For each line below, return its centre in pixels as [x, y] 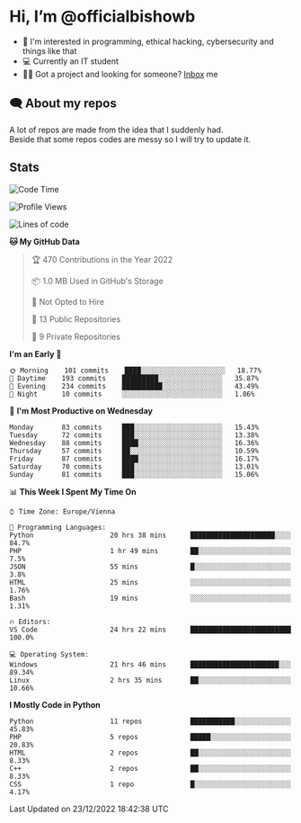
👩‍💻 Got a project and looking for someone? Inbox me [120, 74]
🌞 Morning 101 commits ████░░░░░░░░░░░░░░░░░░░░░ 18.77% [136, 371]
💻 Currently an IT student [71, 61]
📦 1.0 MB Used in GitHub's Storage [97, 281]
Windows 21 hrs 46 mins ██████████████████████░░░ [150, 664]
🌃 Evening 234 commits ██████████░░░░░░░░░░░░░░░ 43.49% [134, 386]
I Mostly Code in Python [55, 704]
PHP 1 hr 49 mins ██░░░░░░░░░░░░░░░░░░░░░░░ [150, 550]
